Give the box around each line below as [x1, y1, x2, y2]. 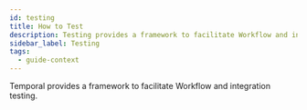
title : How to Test [9, 22, 84, 31]
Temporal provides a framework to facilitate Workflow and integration [9, 81, 271, 91]
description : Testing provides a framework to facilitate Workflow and [9, 30, 288, 39]
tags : [9, 47, 30, 56]
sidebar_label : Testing [9, 38, 101, 48]
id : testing [9, 13, 55, 23]
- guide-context [17, 55, 79, 65]
